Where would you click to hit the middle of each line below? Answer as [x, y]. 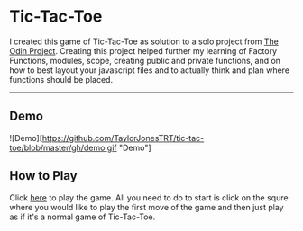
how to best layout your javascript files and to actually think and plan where [150, 70]
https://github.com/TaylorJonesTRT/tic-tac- [123, 138]
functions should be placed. [61, 79]
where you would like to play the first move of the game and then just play [147, 207]
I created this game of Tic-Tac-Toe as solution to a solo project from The [144, 41]
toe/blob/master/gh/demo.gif [63, 147]
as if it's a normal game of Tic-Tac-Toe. [83, 217]
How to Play [44, 176]
